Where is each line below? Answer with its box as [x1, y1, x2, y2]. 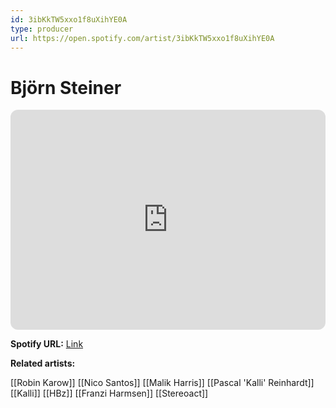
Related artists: [10, 357, 76, 370]
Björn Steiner [10, 76, 122, 99]
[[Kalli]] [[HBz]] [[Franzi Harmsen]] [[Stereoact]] [10, 387, 209, 400]
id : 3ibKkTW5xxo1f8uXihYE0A [10, 14, 128, 25]
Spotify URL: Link [10, 338, 84, 350]
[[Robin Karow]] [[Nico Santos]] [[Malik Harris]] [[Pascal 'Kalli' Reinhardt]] [10, 377, 315, 389]
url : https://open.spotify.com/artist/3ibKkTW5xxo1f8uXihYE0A [10, 33, 275, 43]
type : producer [10, 24, 74, 34]
